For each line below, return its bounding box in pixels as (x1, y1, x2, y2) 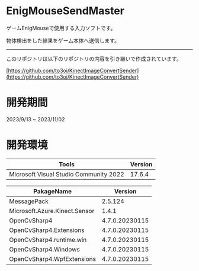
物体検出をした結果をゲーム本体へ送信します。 (6, 37, 120, 44)
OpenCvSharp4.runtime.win (9, 235, 87, 244)
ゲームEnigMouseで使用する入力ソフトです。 (6, 24, 116, 31)
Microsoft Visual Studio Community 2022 (9, 170, 124, 178)
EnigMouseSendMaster (6, 4, 124, 18)
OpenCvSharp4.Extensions (9, 226, 85, 234)
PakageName (33, 187, 72, 195)
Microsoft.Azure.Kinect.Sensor (9, 207, 95, 215)
